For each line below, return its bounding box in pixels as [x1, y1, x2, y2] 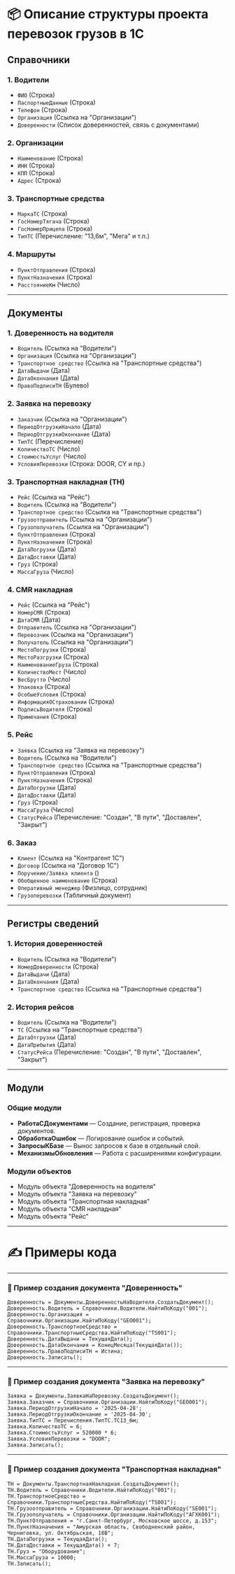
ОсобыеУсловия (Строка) [17, 690, 87, 699]
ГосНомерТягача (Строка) [17, 217, 90, 226]
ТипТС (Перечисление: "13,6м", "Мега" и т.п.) [17, 232, 150, 240]
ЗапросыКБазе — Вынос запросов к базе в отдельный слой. [17, 1141, 201, 1150]
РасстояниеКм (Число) [17, 280, 80, 289]
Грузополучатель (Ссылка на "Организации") [17, 523, 149, 531]
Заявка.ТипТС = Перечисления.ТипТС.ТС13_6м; [7, 1417, 139, 1424]
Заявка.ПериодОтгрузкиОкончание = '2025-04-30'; [7, 1411, 152, 1418]
